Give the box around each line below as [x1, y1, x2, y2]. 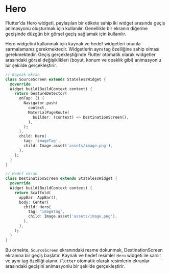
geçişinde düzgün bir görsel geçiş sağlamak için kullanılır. [5, 31, 127, 37]
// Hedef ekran [5, 171, 38, 176]
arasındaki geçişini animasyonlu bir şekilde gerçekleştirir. [5, 263, 125, 269]
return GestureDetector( [14, 91, 67, 96]
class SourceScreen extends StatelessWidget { [5, 77, 106, 82]
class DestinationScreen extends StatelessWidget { [5, 176, 117, 181]
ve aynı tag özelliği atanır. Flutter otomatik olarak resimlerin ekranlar [5, 258, 150, 264]
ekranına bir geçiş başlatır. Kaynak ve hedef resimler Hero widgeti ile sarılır [5, 252, 162, 258]
